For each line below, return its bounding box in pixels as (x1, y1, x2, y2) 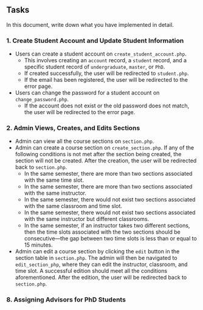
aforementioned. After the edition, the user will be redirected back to (15, 274, 187, 281)
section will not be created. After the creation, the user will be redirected (15, 157, 197, 164)
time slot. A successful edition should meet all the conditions (15, 267, 168, 275)
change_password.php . (15, 96, 69, 103)
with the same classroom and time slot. (24, 203, 123, 210)
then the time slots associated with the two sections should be (24, 228, 181, 236)
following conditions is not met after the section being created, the (15, 151, 182, 158)
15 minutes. (24, 241, 53, 249)
